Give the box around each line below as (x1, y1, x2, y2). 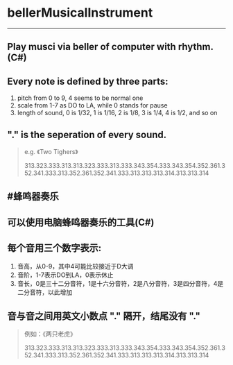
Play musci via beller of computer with (7, 41, 177, 53)
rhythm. (178, 41, 214, 53)
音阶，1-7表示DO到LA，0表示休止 (17, 271, 114, 279)
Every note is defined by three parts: (7, 75, 169, 87)
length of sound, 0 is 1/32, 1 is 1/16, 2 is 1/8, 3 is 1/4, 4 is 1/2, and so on (17, 109, 218, 117)
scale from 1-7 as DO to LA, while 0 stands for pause (17, 101, 168, 110)
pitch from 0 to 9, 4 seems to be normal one (17, 94, 144, 102)
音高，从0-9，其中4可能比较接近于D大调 (17, 262, 134, 270)
